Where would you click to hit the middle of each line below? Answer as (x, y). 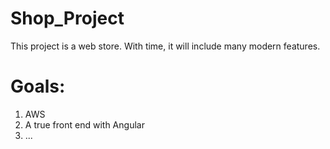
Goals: (38, 86)
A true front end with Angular (84, 124)
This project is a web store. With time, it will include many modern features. (165, 46)
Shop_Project (67, 18)
